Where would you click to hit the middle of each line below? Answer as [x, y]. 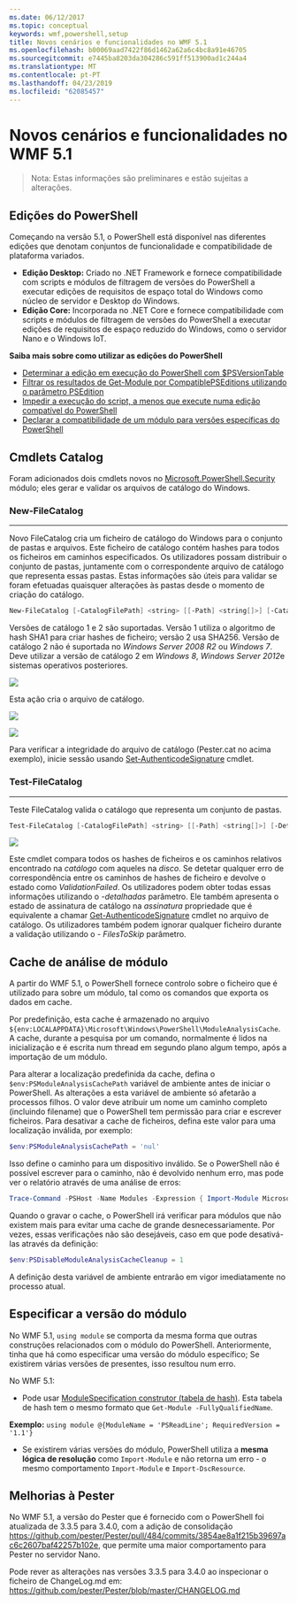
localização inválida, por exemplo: [71, 1131]
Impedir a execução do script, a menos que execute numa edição [141, 401]
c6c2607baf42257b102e [54, 1546]
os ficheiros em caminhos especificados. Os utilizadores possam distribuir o [148, 557]
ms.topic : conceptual [49, 26]
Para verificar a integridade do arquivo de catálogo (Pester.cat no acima [140, 749]
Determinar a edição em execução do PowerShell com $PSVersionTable [153, 373]
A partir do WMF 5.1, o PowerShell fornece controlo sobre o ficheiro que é [144, 984]
